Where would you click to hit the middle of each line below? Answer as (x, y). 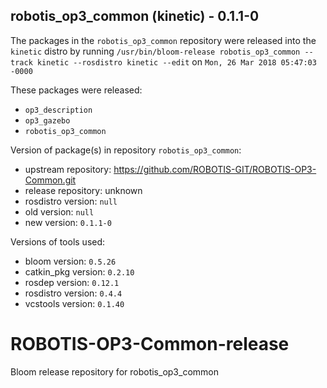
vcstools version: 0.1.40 (74, 303)
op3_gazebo (47, 120)
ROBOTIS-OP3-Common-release (150, 344)
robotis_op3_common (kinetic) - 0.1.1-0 (135, 16)
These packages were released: (76, 90)
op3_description (58, 110)
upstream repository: (68, 169)
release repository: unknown (83, 190)
